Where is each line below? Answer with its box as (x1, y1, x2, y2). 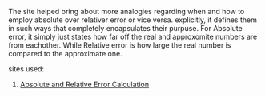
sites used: (8, 64, 45, 74)
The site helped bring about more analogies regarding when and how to (8, 7, 245, 16)
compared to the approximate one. (8, 49, 122, 58)
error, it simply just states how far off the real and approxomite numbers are (8, 32, 258, 41)
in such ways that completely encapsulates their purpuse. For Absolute (8, 24, 243, 33)
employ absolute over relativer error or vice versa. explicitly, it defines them (8, 15, 258, 25)
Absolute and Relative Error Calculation (19, 79, 150, 89)
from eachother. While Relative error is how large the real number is (8, 40, 231, 50)
